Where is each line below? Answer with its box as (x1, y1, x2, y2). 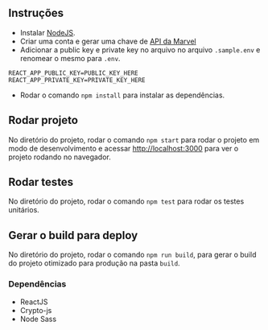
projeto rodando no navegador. (8, 152, 111, 162)
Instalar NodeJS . (19, 27, 76, 37)
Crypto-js (19, 305, 52, 315)
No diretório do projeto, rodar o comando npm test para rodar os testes (8, 196, 245, 206)
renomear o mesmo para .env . (19, 53, 121, 63)
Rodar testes (8, 175, 74, 189)
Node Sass (19, 314, 57, 324)
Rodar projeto (8, 113, 79, 127)
